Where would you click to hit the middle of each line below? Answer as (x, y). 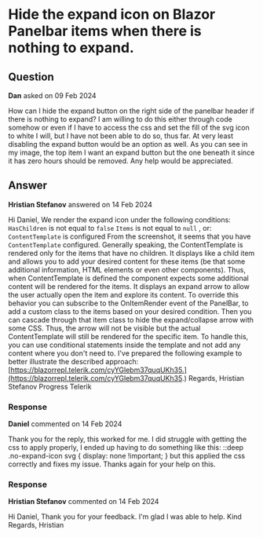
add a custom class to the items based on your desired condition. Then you (130, 311)
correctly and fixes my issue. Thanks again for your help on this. (112, 464)
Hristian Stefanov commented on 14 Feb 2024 (84, 502)
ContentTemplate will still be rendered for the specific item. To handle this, (128, 336)
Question (31, 77)
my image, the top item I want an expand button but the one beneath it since (131, 152)
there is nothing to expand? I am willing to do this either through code (121, 119)
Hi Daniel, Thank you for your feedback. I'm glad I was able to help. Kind (125, 517)
